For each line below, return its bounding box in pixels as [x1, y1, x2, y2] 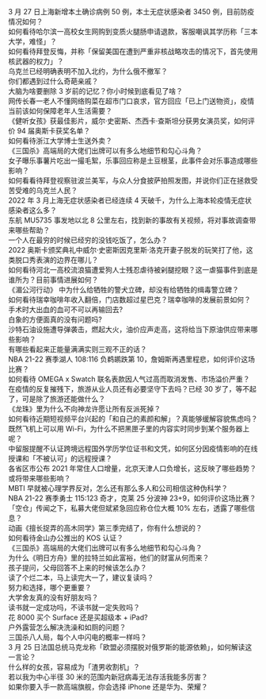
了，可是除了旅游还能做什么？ [8, 394, 105, 404]
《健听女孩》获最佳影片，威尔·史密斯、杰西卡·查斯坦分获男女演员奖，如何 [8, 116, 249, 126]
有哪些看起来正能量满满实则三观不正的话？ [8, 345, 147, 353]
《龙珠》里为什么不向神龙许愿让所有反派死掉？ [8, 404, 161, 413]
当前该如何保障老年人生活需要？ [8, 106, 112, 115]
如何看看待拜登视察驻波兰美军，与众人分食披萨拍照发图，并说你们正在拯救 [8, 176, 251, 185]
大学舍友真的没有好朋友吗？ [8, 593, 99, 602]
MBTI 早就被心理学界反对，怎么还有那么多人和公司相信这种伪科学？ [8, 484, 228, 492]
